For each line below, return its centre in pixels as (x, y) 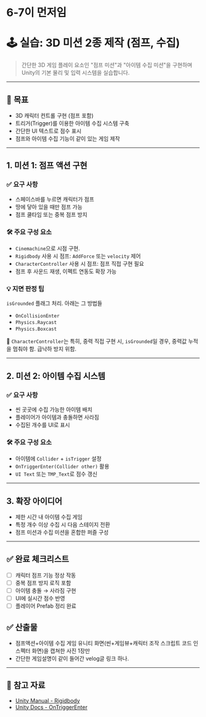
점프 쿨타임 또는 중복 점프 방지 (51, 214)
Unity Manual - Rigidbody (48, 700)
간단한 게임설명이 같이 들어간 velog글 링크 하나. (72, 658)
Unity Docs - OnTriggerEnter (51, 707)
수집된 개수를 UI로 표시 (43, 425)
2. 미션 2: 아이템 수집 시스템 (56, 376)
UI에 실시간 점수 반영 (40, 599)
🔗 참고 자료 (26, 685)
